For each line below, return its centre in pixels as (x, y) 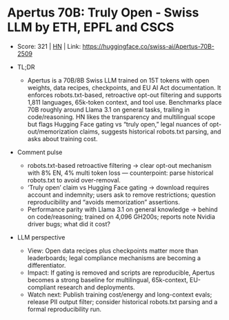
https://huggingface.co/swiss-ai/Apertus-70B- (149, 46)
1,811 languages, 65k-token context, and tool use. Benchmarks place (125, 102)
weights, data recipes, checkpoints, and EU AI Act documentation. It (124, 87)
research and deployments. (97, 287)
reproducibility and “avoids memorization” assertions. (104, 202)
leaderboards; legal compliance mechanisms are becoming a (114, 258)
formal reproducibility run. (64, 309)
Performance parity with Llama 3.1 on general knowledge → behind (123, 209)
